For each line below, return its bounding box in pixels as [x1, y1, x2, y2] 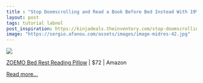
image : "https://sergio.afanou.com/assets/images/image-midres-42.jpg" [6, 31, 190, 37]
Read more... [6, 70, 38, 78]
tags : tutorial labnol [6, 20, 63, 26]
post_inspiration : [6, 25, 53, 32]
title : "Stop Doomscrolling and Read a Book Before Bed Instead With [6, 8, 188, 15]
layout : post [6, 14, 39, 20]
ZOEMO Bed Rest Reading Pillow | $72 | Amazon [6, 59, 127, 66]
